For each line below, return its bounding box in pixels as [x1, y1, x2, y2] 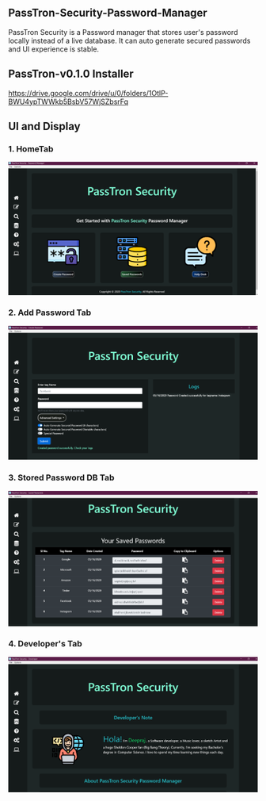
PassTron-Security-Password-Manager [8, 6, 207, 20]
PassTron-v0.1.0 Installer [8, 67, 135, 81]
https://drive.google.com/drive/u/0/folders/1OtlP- [8, 88, 169, 98]
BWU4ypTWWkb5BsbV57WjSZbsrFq [8, 97, 129, 106]
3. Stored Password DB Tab [8, 472, 115, 483]
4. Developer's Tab [8, 638, 83, 650]
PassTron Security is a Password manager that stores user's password [8, 27, 238, 36]
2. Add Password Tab [8, 307, 92, 318]
